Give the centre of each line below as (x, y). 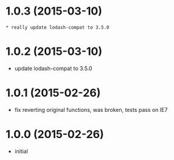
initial (21, 151)
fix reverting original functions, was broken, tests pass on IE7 (91, 110)
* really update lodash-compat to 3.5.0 (58, 27)
